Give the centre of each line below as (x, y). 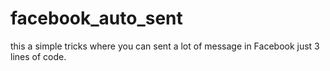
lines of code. (38, 56)
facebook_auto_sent (96, 18)
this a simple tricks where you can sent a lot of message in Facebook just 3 (165, 46)
